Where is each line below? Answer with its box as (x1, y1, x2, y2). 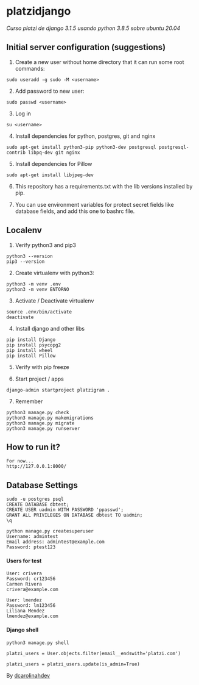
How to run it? (6, 442, 61, 452)
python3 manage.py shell (6, 639, 69, 646)
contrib (6, 149, 26, 156)
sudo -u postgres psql (6, 496, 64, 503)
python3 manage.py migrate (6, 420, 75, 426)
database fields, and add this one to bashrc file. (15, 207, 135, 215)
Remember (15, 398, 43, 405)
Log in (15, 110, 32, 117)
